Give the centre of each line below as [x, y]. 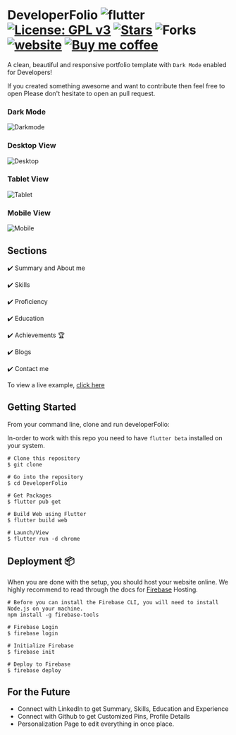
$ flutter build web [38, 520]
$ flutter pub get [34, 502]
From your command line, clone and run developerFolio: [88, 424]
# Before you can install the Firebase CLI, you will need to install [113, 602]
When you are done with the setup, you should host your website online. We [118, 582]
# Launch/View [28, 533]
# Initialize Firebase [41, 646]
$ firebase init [31, 652]
